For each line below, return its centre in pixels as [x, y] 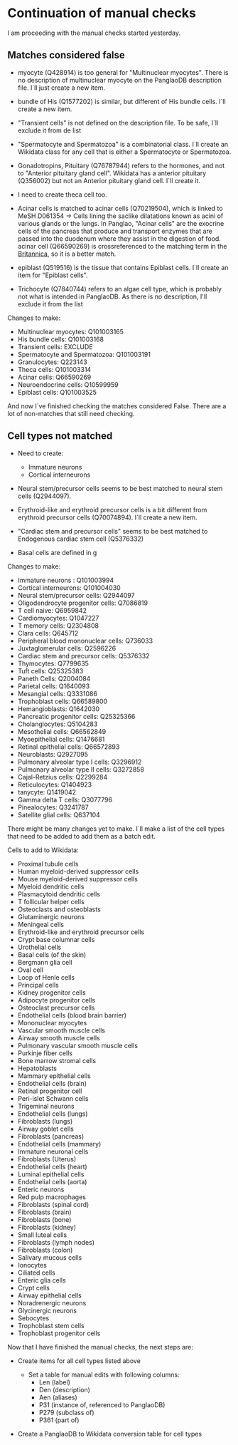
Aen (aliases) [58, 1397]
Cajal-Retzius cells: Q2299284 [63, 777]
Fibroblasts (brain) [45, 1212]
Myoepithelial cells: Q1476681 [61, 739]
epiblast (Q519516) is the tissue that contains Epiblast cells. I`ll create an [123, 267]
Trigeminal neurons [46, 1106]
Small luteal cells [42, 1235]
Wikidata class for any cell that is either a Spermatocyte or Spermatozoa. [124, 152]
